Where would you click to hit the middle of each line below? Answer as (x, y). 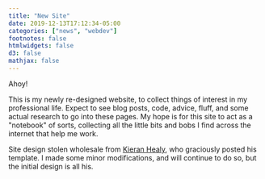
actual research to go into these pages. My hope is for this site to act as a (130, 116)
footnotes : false (38, 38)
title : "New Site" (39, 16)
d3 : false (25, 53)
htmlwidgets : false (41, 46)
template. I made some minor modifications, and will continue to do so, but (132, 157)
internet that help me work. (53, 133)
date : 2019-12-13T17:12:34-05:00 (65, 23)
